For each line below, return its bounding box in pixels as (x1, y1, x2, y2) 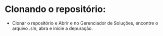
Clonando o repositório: (5, 3, 106, 15)
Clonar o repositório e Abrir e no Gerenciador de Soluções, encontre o (12, 20, 158, 26)
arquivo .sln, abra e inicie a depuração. (12, 25, 93, 31)
